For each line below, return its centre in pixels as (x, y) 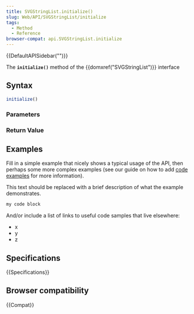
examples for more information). (45, 176)
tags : (13, 22)
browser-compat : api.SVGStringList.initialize (64, 39)
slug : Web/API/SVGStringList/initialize (56, 17)
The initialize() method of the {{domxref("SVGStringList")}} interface (93, 67)
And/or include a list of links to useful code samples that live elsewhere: (93, 216)
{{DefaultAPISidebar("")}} (37, 56)
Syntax (19, 86)
